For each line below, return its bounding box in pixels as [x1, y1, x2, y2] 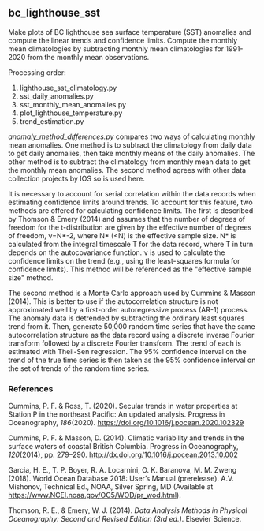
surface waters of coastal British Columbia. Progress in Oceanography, [8, 442, 239, 451]
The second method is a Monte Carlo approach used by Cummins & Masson [8, 288, 256, 297]
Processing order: [8, 67, 66, 77]
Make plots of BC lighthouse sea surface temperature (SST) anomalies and [8, 27, 251, 36]
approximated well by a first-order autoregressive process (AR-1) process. [8, 305, 250, 314]
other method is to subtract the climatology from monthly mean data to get [8, 157, 251, 166]
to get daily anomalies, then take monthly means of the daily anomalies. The [8, 148, 255, 158]
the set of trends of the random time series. [8, 363, 150, 373]
